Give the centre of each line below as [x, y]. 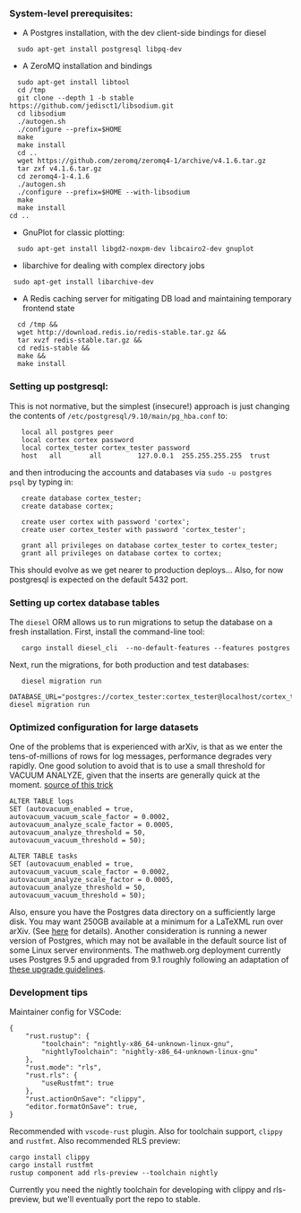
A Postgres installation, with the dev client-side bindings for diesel [144, 33]
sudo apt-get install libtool [73, 83]
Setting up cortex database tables [85, 602]
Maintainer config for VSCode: [65, 1012]
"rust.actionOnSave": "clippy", [86, 1099]
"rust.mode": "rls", [64, 1068]
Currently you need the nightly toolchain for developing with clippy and [140, 1190]
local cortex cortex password [77, 440]
